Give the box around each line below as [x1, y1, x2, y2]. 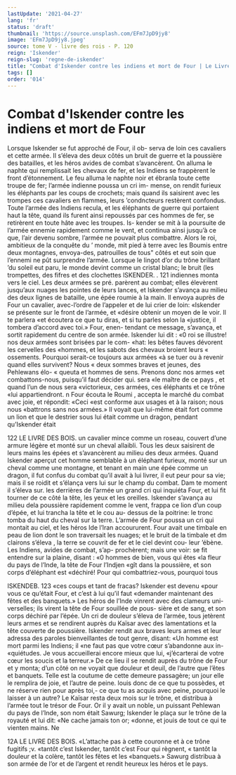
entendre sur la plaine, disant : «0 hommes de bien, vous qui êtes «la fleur [7, 553, 221, 562]
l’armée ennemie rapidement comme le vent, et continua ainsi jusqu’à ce [7, 226, 216, 235]
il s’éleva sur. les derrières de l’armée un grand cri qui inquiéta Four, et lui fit [7, 486, 226, 495]
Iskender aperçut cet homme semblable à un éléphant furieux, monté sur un [7, 456, 227, 464]
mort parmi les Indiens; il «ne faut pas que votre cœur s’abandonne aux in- [7, 642, 224, 650]
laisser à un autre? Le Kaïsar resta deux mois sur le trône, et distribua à [7, 693, 213, 703]
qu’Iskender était [7, 420, 56, 429]
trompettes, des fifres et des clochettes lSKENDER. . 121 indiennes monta [7, 271, 219, 280]
